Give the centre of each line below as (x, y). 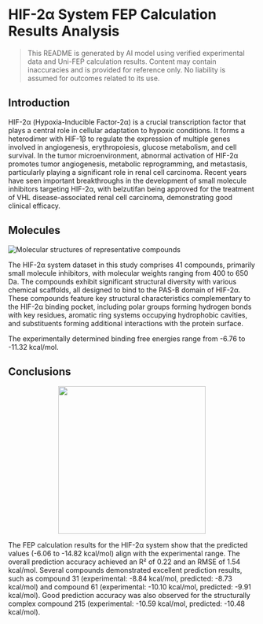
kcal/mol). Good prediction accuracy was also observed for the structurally (130, 596)
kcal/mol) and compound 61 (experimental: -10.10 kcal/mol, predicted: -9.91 (130, 587)
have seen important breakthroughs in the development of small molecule (128, 180)
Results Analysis (64, 31)
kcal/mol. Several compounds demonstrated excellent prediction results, (125, 570)
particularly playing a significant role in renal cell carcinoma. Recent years (128, 172)
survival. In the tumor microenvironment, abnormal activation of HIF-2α (123, 155)
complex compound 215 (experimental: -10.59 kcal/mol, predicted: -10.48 (127, 604)
